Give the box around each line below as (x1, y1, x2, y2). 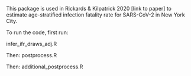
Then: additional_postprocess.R (6, 63, 83, 70)
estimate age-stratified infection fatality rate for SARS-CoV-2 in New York (6, 11, 185, 18)
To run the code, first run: (6, 29, 69, 36)
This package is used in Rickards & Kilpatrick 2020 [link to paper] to (6, 5, 171, 12)
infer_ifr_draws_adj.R (6, 41, 57, 47)
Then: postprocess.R (6, 52, 57, 58)
